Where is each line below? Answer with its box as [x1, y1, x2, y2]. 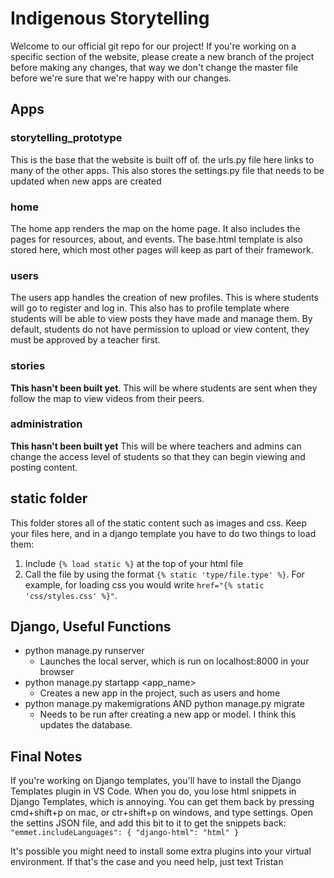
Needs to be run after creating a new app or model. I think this [39, 708, 297, 721]
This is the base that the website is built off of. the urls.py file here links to [10, 153, 315, 166]
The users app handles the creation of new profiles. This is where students [10, 292, 319, 304]
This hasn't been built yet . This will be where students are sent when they [10, 382, 318, 394]
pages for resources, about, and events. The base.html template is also [10, 233, 303, 245]
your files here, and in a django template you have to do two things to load [10, 527, 317, 539]
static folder [10, 490, 88, 507]
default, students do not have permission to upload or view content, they [10, 323, 310, 336]
